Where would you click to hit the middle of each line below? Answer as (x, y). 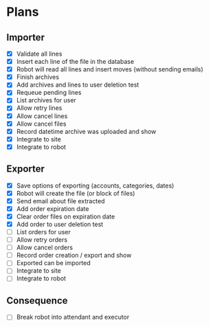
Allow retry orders (42, 240)
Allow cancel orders (45, 247)
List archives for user (46, 100)
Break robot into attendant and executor (73, 317)
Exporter (26, 169)
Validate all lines (39, 54)
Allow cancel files (41, 124)
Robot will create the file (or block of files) (75, 193)
